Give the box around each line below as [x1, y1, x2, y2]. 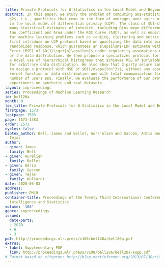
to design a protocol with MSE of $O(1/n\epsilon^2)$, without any [9, 67, 151, 72]
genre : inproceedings [5, 209, 50, 214]
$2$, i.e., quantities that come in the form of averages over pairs [9, 16, 155, 21]
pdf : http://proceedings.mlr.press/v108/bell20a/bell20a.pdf [5, 236, 133, 241]
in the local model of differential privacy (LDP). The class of [9, 21, 146, 26]
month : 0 [5, 99, 23, 104]
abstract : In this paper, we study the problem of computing [5, 12, 133, 17]
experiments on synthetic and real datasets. [9, 80, 105, 85]
